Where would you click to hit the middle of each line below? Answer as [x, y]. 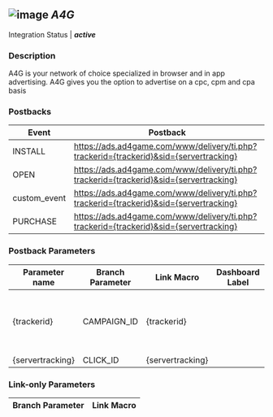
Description [32, 55]
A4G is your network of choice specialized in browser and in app [117, 73]
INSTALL [29, 151]
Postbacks [30, 112]
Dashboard [238, 271]
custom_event [39, 198]
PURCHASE [35, 222]
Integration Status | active [52, 34]
